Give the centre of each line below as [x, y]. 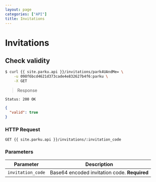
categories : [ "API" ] [26, 14]
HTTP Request [23, 129]
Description [99, 164]
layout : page [18, 10]
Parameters [19, 152]
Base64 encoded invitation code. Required [99, 173]
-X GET [21, 81]
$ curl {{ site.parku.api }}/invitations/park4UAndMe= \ [64, 72]
